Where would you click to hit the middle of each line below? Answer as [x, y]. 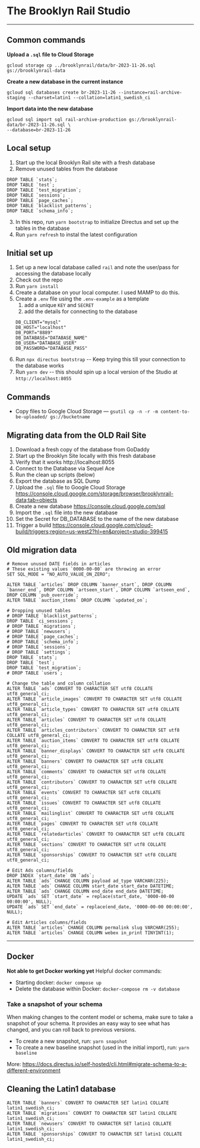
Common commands [46, 40]
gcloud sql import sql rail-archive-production [67, 119]
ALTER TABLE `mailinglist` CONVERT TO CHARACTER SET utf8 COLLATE [91, 813]
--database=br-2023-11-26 [39, 130]
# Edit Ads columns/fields [40, 870]
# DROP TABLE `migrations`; [42, 626]
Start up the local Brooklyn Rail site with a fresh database [85, 162]
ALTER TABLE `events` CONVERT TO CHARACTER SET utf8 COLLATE [84, 792]
